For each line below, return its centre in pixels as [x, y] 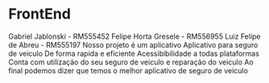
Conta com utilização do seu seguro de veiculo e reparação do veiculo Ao [131, 62]
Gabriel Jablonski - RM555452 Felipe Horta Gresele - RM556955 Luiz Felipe [134, 36]
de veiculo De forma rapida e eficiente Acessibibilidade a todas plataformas [134, 53]
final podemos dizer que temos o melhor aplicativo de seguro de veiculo [128, 70]
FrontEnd [39, 14]
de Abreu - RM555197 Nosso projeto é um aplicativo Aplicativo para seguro [133, 44]
